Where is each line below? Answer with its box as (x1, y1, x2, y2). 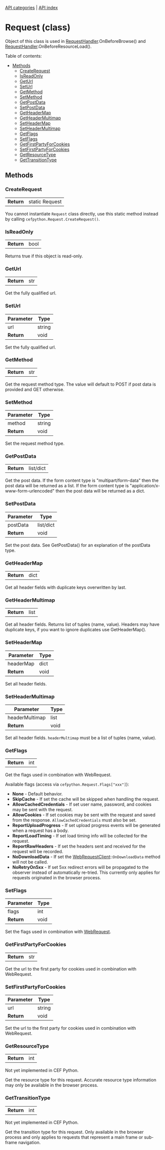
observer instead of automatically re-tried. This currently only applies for (12, 869, 160, 875)
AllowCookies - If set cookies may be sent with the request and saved (12, 812, 156, 818)
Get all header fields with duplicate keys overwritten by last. (5, 584, 127, 590)
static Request (29, 198, 62, 205)
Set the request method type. (5, 440, 65, 446)
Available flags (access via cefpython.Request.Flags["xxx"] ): (5, 782, 130, 788)
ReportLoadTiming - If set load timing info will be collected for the (12, 833, 148, 839)
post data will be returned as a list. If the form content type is (5, 483, 129, 489)
